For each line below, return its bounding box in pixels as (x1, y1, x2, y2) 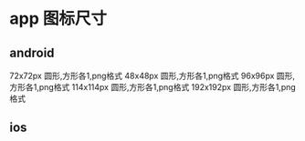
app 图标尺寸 (9, 8, 108, 29)
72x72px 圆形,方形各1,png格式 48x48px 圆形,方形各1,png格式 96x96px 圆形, (9, 70, 295, 81)
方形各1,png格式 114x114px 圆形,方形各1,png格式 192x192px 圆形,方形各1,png (9, 82, 297, 92)
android (9, 45, 55, 60)
